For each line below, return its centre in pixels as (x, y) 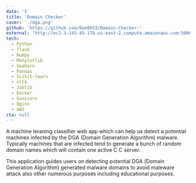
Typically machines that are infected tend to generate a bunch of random (94, 144)
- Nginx (21, 104)
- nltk (19, 82)
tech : (13, 39)
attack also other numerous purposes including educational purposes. (90, 174)
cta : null (18, 115)
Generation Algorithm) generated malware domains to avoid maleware (90, 168)
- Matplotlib (27, 60)
